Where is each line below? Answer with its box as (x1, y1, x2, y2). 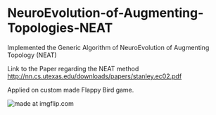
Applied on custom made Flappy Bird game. (7, 85, 134, 94)
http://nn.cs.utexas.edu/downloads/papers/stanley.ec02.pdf (7, 72, 182, 80)
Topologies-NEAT (7, 20, 113, 36)
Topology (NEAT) (7, 51, 58, 59)
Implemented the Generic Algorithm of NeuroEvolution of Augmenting (7, 43, 210, 52)
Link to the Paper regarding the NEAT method (7, 64, 139, 73)
